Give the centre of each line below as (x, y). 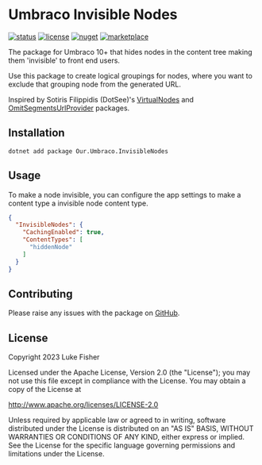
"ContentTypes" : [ (53, 240)
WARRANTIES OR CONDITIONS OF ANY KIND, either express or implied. (126, 437)
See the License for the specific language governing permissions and (122, 445)
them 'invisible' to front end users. (64, 60)
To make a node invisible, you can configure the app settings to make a (125, 194)
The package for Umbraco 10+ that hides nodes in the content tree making (130, 52)
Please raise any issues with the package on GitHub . (94, 313)
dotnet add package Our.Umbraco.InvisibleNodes (89, 151)
